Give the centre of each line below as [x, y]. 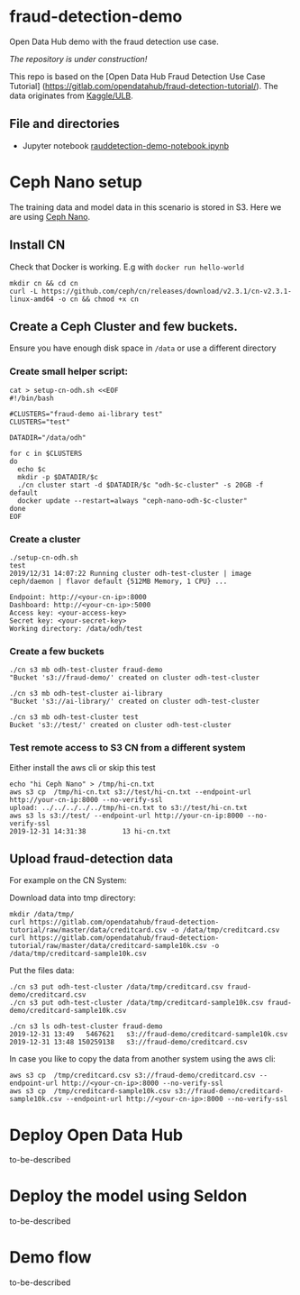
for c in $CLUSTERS [46, 453]
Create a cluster [45, 539]
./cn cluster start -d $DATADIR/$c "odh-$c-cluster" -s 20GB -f [141, 485]
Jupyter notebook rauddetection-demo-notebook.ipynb [126, 145]
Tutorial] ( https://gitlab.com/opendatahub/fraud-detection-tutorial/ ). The [144, 86]
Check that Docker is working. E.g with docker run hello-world [127, 267]
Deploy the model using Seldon [128, 1196]
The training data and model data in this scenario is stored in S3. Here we [145, 207]
